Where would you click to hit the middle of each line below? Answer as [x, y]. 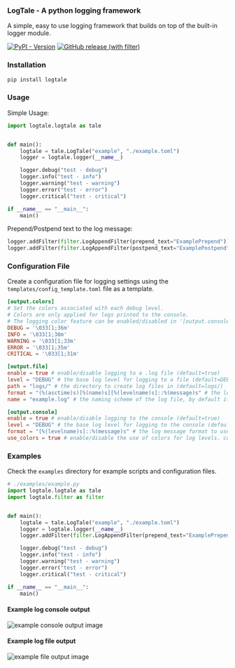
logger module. [29, 33]
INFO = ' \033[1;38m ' [37, 334]
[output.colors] [31, 302]
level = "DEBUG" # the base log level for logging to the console [106, 425]
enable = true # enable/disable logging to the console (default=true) [114, 419]
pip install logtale [37, 79]
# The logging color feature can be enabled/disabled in [92, 321]
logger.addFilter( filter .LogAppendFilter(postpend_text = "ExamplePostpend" [119, 248]
